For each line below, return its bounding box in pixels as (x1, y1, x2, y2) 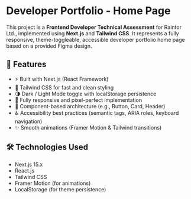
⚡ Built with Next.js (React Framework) (14, 75, 109, 82)
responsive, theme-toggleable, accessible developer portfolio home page (6, 36, 185, 43)
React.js (14, 167, 35, 174)
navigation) (14, 118, 43, 125)
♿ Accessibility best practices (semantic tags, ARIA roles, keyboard (14, 109, 179, 116)
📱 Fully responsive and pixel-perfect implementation (14, 96, 143, 104)
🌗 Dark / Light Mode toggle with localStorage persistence (14, 90, 157, 97)
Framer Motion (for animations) (14, 180, 91, 187)
